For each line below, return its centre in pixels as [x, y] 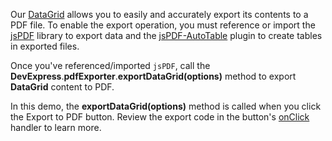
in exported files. [45, 46]
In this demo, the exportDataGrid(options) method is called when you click [166, 106]
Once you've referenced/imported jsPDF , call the [110, 65]
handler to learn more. [56, 127]
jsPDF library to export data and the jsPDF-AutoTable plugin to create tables [166, 35]
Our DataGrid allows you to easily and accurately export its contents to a [159, 14]
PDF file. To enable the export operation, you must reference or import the [163, 25]
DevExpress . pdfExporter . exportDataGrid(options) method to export [153, 76]
